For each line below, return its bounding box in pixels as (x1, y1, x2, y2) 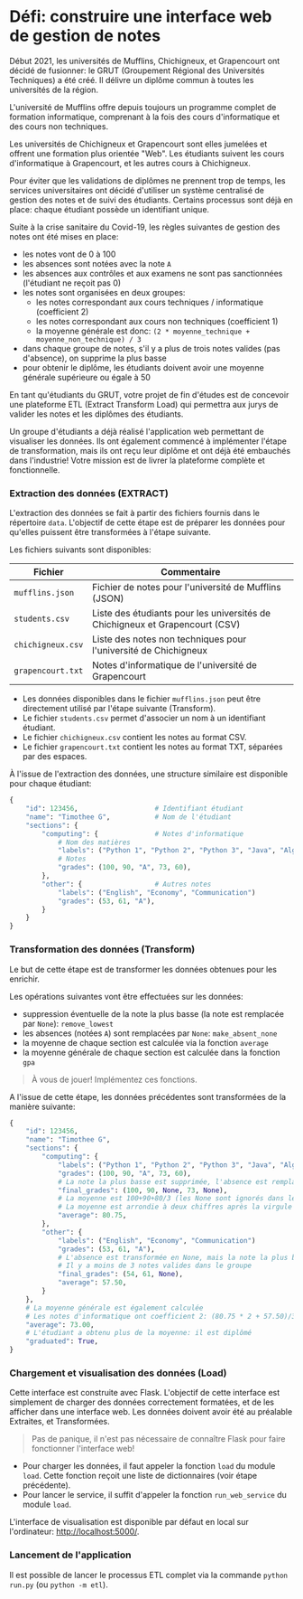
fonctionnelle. (9, 464, 60, 475)
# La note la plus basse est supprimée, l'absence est (57, 1177, 269, 1186)
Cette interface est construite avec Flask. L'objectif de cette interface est (9, 1387, 280, 1398)
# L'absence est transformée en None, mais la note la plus (57, 1253, 289, 1262)
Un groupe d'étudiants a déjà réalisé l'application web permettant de (9, 426, 264, 437)
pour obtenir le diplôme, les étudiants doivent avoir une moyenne (22, 362, 264, 372)
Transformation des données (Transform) (9, 943, 196, 955)
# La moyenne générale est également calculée (25, 1303, 204, 1312)
